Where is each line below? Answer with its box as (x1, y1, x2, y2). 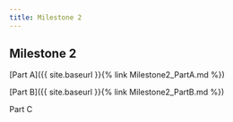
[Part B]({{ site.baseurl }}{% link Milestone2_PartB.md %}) (9, 86, 225, 98)
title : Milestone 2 (9, 12, 82, 22)
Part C (9, 104, 33, 115)
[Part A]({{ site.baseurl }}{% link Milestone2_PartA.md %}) (9, 69, 226, 80)
